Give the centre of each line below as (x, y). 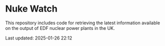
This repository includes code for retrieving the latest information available (83, 23)
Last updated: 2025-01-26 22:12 (39, 38)
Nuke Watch (32, 9)
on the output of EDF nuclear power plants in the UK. (60, 28)
